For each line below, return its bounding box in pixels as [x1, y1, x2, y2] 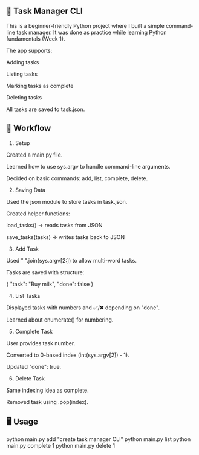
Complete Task [15, 328, 53, 335]
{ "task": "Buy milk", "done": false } [6, 280, 94, 288]
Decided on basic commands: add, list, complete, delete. [6, 174, 148, 182]
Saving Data [15, 186, 45, 194]
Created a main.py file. [6, 151, 63, 158]
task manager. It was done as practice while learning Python [16, 29, 168, 36]
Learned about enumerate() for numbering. [6, 316, 114, 323]
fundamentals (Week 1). [6, 35, 65, 42]
